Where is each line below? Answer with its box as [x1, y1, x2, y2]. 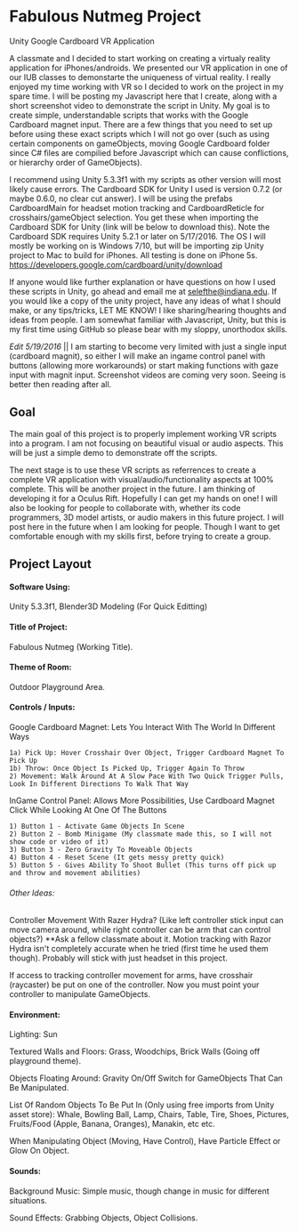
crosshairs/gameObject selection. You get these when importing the [9, 212, 260, 223]
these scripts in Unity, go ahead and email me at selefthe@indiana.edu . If [9, 286, 278, 296]
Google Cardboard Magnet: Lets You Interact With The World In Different [9, 721, 276, 732]
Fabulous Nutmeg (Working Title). [9, 641, 133, 652]
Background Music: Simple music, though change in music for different [9, 1186, 270, 1196]
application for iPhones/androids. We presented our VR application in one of [9, 62, 288, 73]
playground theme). [9, 1056, 82, 1066]
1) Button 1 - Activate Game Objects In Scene [9, 822, 185, 831]
